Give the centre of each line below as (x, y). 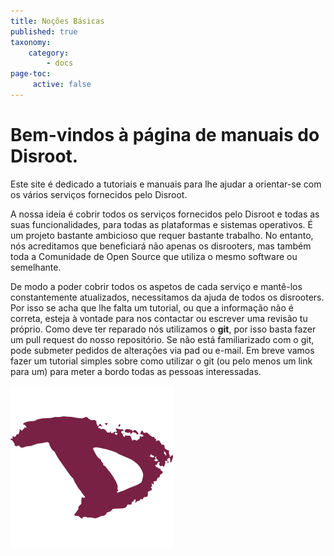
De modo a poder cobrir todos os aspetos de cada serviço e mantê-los (156, 286)
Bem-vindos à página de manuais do (165, 135)
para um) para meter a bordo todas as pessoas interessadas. (136, 371)
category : (49, 53)
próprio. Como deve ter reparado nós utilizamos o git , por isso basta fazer (163, 329)
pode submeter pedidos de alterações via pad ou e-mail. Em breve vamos (162, 350)
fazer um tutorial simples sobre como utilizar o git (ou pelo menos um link (161, 361)
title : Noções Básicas (57, 21)
